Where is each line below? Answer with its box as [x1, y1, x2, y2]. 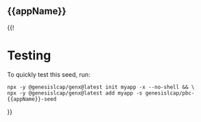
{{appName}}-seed [7, 95, 57, 102]
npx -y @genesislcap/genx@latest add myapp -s [7, 89, 143, 97]
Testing [7, 48, 51, 63]
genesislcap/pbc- [145, 89, 195, 97]
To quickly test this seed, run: [7, 70, 91, 78]
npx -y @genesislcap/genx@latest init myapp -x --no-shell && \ [7, 84, 195, 90]
